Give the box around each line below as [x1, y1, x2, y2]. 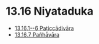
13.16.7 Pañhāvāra [14, 31, 60, 38]
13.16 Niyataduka [5, 4, 94, 18]
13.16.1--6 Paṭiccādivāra [14, 24, 75, 32]
